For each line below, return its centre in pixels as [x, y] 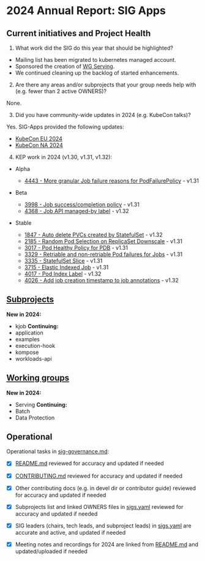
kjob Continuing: [37, 326]
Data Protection [35, 418]
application [29, 333]
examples [27, 339]
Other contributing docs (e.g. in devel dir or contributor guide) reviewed [106, 488]
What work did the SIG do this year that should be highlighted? [94, 48]
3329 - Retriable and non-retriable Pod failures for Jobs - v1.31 [103, 254]
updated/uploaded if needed [51, 551]
